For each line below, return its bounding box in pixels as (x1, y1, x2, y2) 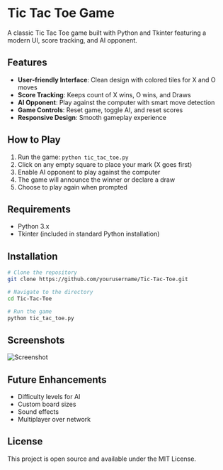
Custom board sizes (17, 400, 76, 409)
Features (7, 57, 47, 69)
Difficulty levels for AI (17, 393, 81, 401)
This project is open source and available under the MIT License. (7, 454, 197, 463)
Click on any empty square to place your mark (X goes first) (17, 160, 193, 168)
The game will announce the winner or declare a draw (17, 175, 176, 184)
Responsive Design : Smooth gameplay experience (17, 113, 166, 121)
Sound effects (17, 408, 59, 416)
